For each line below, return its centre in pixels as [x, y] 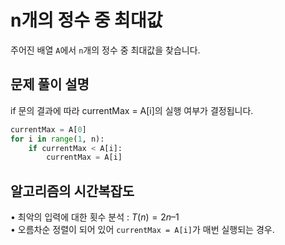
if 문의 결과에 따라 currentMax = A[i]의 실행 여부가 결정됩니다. [132, 110]
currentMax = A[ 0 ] [48, 129]
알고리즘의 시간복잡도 [72, 191]
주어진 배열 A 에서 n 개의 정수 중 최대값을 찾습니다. [105, 50]
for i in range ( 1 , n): [57, 139]
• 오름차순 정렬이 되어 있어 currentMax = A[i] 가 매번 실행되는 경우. [142, 230]
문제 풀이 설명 [50, 84]
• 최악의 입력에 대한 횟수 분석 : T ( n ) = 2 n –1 [95, 217]
